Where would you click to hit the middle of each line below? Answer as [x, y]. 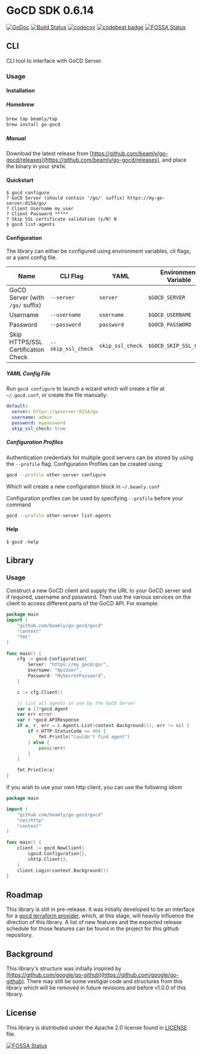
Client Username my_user [43, 209]
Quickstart [20, 180]
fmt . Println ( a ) [36, 770]
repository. [20, 935]
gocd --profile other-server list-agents [59, 515]
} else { [39, 742]
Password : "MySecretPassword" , [67, 676]
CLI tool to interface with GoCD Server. [54, 60]
